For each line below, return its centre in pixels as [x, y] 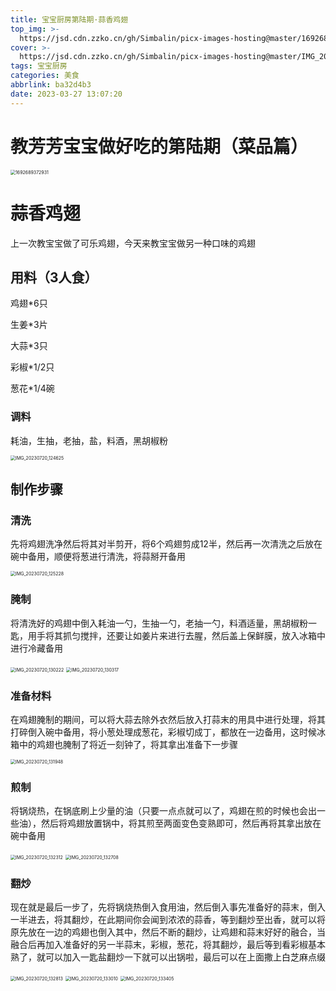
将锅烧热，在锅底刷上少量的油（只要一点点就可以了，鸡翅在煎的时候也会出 [163, 811]
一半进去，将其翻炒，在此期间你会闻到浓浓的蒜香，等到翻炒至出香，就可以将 [168, 920]
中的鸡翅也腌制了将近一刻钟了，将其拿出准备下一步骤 [128, 744]
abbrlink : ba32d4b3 [51, 85]
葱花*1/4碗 [32, 388]
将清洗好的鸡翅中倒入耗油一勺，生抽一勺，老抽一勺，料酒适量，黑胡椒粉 [159, 623]
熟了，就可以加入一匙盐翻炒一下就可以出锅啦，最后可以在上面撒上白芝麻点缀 [168, 957]
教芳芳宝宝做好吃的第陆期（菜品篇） [159, 146]
